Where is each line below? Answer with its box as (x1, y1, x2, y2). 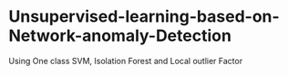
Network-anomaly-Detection (8, 25, 231, 46)
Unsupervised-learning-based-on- (8, 6, 280, 27)
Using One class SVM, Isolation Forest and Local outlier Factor (8, 55, 243, 66)
